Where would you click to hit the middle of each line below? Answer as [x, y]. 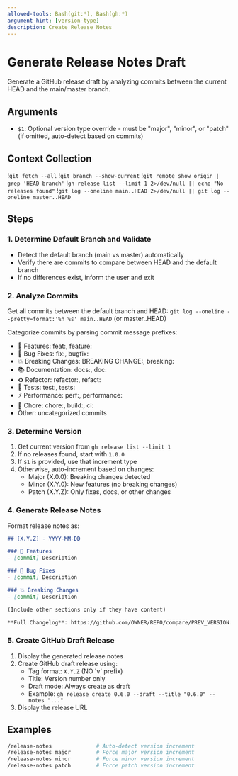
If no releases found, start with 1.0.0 [71, 454]
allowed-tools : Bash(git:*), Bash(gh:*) [68, 14]
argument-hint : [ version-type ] [53, 21]
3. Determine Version [45, 431]
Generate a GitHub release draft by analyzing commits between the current [117, 81]
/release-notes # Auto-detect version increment [101, 746]
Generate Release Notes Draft [97, 62]
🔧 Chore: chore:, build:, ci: [56, 405]
